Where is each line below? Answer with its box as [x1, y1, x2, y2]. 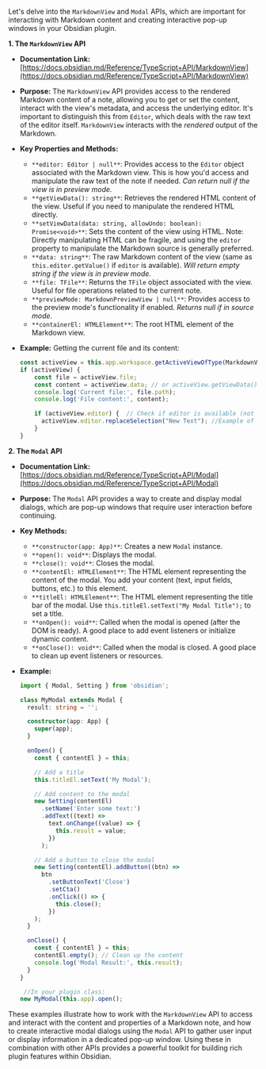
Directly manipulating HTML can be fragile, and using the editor [31, 236, 241, 244]
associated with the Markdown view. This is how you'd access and [31, 168, 249, 177]
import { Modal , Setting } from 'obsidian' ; [19, 681, 169, 689]
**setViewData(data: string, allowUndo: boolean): [31, 220, 203, 228]
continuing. [19, 511, 57, 520]
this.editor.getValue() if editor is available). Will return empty [31, 261, 240, 270]
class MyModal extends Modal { [19, 695, 123, 704]
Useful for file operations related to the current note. [31, 285, 203, 295]
